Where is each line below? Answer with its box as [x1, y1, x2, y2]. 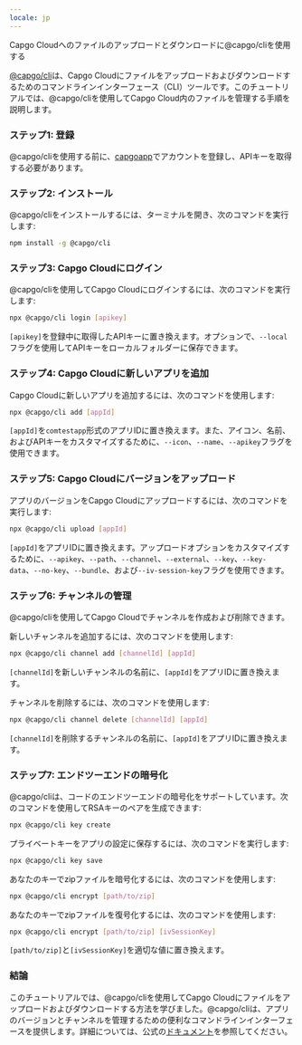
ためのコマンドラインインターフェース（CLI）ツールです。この [16, 81, 250, 91]
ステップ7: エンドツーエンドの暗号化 [9, 769, 169, 781]
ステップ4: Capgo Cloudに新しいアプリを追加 [9, 368, 210, 380]
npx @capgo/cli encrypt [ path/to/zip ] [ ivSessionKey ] [9, 927, 217, 936]
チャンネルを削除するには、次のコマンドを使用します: [9, 696, 210, 707]
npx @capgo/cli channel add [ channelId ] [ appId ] [9, 648, 196, 657]
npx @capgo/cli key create [9, 820, 111, 829]
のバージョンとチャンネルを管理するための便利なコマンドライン [9, 1014, 247, 1025]
